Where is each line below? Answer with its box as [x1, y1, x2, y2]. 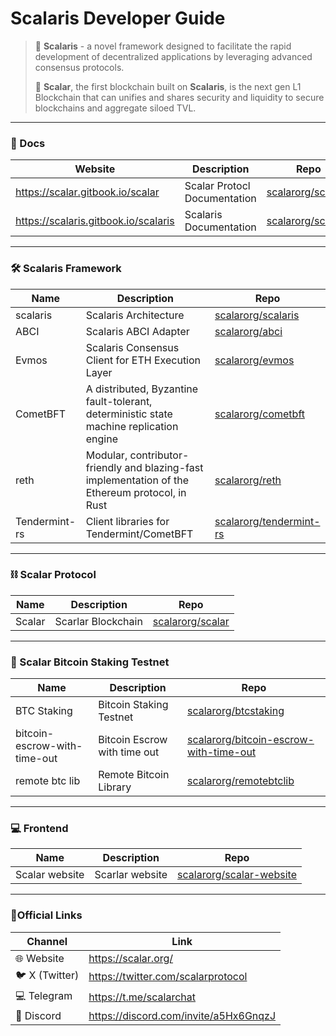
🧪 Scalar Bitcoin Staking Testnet [10, 655, 170, 669]
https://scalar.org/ [88, 951, 174, 965]
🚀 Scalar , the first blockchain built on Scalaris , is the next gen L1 [34, 80, 302, 92]
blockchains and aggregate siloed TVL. [34, 102, 197, 114]
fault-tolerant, [85, 394, 153, 408]
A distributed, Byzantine [85, 382, 199, 396]
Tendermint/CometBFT [85, 527, 194, 541]
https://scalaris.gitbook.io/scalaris [15, 214, 175, 228]
